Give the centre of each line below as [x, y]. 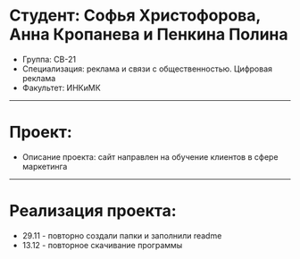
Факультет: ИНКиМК [61, 88]
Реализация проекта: [93, 211]
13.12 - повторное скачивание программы [102, 245]
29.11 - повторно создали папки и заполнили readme [122, 235]
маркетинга [45, 166]
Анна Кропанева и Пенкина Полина [149, 34]
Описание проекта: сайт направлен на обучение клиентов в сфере [150, 156]
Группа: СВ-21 [49, 59]
